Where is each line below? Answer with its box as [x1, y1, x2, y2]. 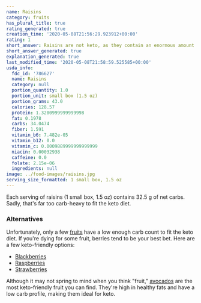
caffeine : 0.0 [11, 154, 47, 160]
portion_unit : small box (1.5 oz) [11, 93, 98, 99]
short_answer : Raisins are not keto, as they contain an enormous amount [6, 43, 195, 49]
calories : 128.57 [11, 104, 55, 110]
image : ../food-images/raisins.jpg [6, 171, 95, 178]
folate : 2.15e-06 [11, 160, 55, 166]
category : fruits [6, 14, 50, 20]
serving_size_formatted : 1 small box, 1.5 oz [6, 177, 122, 183]
